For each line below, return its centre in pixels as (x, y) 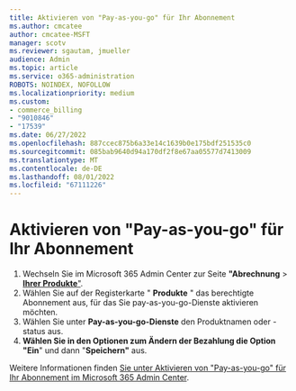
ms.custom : (30, 101)
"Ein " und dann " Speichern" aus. (85, 350)
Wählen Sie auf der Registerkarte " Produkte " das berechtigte (138, 293)
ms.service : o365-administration (72, 77)
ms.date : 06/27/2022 (48, 135)
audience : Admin (40, 59)
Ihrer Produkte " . (53, 284)
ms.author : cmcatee (46, 26)
